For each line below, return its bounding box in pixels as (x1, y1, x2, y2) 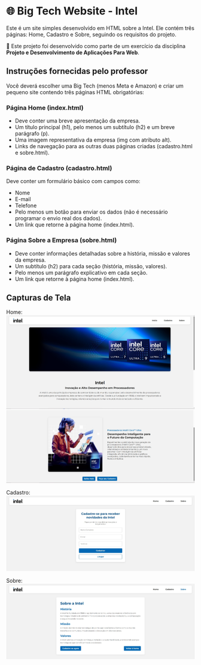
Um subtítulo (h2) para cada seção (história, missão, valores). (14, 262, 167, 269)
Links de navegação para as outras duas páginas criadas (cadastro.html (14, 143, 193, 150)
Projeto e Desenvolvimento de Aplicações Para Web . (6, 49, 139, 56)
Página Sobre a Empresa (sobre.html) (6, 236, 117, 244)
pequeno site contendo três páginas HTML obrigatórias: (6, 88, 145, 95)
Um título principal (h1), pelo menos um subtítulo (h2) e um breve (14, 124, 175, 131)
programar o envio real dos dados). (14, 215, 102, 222)
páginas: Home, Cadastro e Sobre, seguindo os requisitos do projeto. (6, 31, 176, 38)
